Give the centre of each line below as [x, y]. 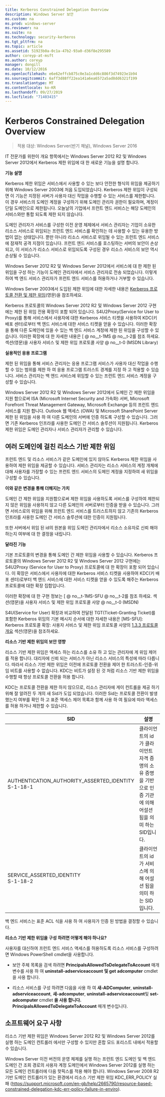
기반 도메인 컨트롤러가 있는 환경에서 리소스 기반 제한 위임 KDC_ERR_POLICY [79, 1077]
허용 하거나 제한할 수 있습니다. [39, 706]
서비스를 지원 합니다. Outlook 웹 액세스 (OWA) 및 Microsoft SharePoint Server [82, 411]
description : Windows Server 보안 [39, 14]
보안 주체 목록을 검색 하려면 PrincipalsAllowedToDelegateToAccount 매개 [86, 965]
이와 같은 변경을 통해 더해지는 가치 [37, 488]
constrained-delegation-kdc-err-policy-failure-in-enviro [62, 1089]
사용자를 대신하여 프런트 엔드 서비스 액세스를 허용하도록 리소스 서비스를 [73, 948]
